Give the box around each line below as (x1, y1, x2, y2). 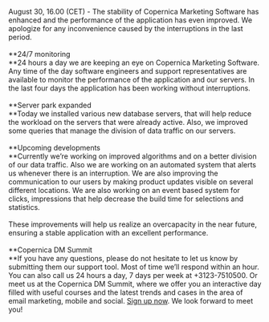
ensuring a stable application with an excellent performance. (8, 228, 209, 237)
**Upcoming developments (8, 143, 100, 152)
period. (8, 32, 32, 42)
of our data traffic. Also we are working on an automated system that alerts (8, 160, 257, 169)
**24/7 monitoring (8, 50, 71, 58)
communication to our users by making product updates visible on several (8, 177, 254, 187)
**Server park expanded (8, 100, 92, 110)
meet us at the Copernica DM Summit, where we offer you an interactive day (8, 280, 262, 288)
